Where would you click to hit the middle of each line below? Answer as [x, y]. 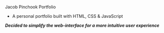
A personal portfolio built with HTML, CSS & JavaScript [68, 16]
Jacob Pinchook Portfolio [31, 7]
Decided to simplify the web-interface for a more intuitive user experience [82, 25]
